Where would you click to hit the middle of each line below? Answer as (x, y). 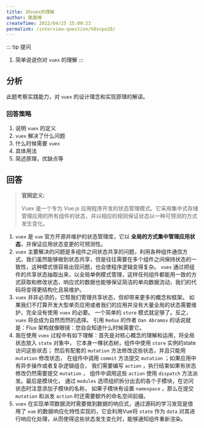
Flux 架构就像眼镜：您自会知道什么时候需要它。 (85, 328)
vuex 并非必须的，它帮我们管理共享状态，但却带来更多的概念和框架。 (101, 297)
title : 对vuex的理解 (30, 12)
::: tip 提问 (19, 47)
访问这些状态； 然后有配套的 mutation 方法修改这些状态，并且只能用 (100, 351)
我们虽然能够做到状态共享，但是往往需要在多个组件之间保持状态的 (109, 260)
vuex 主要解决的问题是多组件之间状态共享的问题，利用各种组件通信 (99, 252)
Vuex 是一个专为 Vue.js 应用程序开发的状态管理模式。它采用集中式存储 (110, 209)
